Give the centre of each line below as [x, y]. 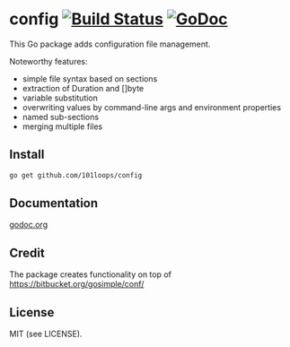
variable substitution [60, 98]
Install [27, 155]
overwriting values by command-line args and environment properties [151, 107]
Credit [27, 252]
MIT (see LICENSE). [46, 334]
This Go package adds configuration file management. [110, 44]
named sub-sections [61, 117]
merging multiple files [62, 126]
